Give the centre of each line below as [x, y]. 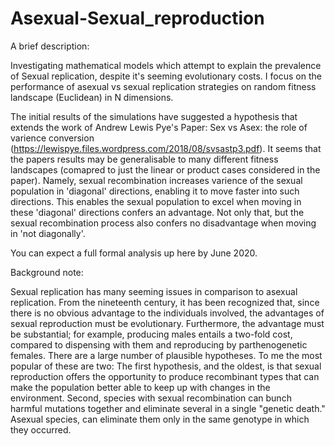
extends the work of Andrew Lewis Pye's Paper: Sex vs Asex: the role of [159, 127]
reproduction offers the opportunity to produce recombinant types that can [165, 376]
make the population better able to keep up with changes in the [140, 387]
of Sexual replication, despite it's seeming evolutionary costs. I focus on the [166, 76]
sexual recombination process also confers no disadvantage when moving [163, 223]
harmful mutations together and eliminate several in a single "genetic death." [168, 408]
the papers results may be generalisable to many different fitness [144, 159]
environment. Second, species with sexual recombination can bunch [151, 398]
